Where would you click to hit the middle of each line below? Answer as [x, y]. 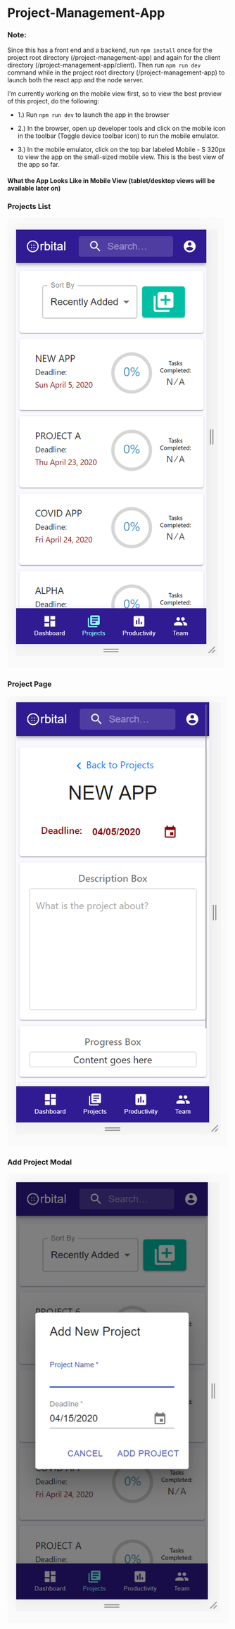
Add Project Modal [40, 1162]
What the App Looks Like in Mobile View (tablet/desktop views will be [111, 181]
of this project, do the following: [53, 101]
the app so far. [38, 165]
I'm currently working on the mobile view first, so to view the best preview [114, 94]
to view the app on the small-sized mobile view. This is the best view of [121, 157]
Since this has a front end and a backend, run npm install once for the [110, 50]
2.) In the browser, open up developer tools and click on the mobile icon [122, 129]
